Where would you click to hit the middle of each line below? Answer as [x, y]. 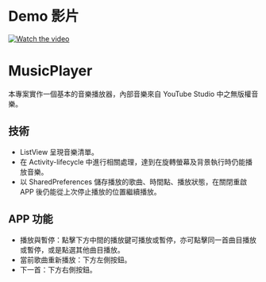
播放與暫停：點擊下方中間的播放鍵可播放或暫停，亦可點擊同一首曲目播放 [138, 240]
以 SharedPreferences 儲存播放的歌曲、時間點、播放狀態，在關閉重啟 [133, 182]
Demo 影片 [44, 16]
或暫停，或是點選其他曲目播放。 [72, 249]
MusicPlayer [50, 71]
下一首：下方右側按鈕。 [58, 269]
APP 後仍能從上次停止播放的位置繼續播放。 [90, 191]
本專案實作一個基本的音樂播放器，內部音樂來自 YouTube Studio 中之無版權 [130, 94]
